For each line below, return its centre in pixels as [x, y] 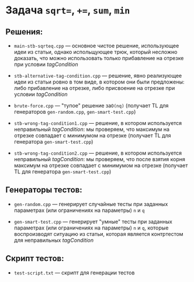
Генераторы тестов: [44, 190]
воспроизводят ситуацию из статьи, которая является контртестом [98, 234]
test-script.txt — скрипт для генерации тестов [74, 273]
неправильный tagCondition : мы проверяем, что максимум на [92, 129]
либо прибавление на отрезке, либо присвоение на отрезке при [94, 88]
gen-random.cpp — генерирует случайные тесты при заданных [91, 204]
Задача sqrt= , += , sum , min [68, 10]
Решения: [24, 32]
